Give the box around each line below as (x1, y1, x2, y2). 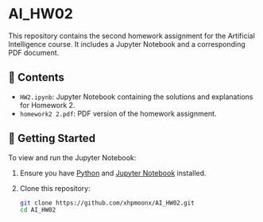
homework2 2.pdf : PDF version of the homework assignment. (19, 109, 217, 118)
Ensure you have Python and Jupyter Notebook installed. (19, 168, 207, 178)
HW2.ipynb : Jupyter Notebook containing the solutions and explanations (19, 92, 253, 101)
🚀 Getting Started (8, 132, 96, 145)
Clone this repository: (19, 183, 91, 193)
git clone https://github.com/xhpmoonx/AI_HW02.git (19, 199, 195, 207)
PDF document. (8, 48, 60, 57)
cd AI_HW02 (19, 206, 56, 214)
